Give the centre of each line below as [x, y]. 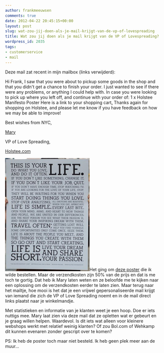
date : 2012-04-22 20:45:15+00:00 [39, 21]
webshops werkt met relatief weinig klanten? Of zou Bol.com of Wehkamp [80, 326]
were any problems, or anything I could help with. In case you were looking [81, 92]
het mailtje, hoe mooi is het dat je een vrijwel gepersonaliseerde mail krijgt [80, 290]
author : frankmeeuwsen [28, 10]
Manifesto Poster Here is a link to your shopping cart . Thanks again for [77, 102]
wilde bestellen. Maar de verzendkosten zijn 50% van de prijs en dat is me [80, 275]
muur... [12, 346]
